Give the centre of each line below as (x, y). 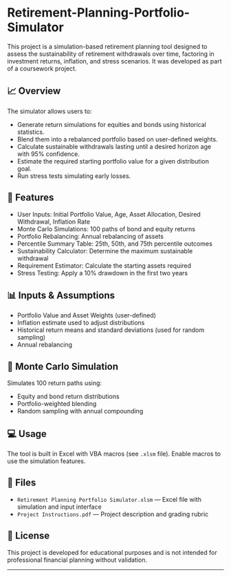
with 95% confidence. (48, 154)
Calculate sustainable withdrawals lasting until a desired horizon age (114, 146)
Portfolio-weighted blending (57, 404)
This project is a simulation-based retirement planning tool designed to (107, 46)
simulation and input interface (59, 507)
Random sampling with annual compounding (80, 411)
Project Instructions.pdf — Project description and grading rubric (113, 514)
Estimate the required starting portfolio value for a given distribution (113, 161)
